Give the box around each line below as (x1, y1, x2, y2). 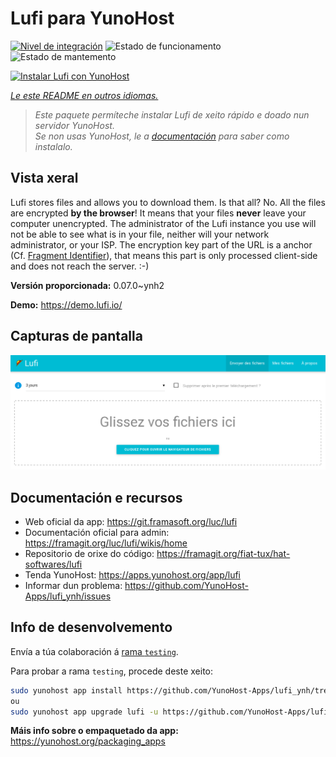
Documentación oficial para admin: (24, 526, 170, 538)
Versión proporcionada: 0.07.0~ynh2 (10, 279, 165, 291)
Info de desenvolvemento (10, 619, 173, 636)
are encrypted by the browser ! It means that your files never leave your (10, 207, 307, 219)
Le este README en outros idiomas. (10, 89, 159, 101)
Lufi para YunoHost (10, 7, 175, 30)
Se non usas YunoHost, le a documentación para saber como (34, 130, 290, 142)
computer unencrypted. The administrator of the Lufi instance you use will (10, 217, 317, 229)
